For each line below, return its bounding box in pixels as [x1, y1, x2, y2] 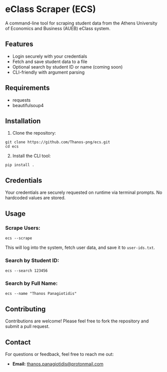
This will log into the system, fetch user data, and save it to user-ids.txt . [5, 244, 156, 250]
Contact [5, 338, 31, 346]
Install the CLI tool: [12, 153, 51, 159]
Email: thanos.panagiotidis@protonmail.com [12, 361, 104, 367]
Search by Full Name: [5, 280, 58, 287]
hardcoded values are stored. [5, 195, 66, 201]
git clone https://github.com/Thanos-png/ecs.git [5, 140, 111, 145]
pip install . [5, 163, 35, 168]
